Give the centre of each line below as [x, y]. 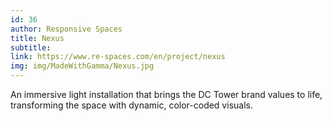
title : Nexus [37, 38]
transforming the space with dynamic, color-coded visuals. [131, 105]
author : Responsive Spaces [66, 29]
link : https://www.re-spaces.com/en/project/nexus [118, 57]
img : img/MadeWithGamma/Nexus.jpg [82, 66]
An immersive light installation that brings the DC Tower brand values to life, [166, 94]
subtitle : [31, 47]
